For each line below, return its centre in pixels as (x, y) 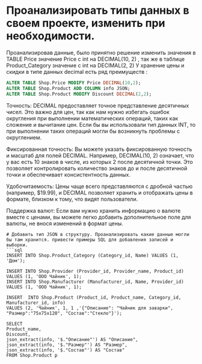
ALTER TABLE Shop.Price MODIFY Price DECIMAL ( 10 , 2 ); (74, 83)
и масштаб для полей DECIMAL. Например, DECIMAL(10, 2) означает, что (100, 155)
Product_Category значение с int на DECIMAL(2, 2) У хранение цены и (95, 65)
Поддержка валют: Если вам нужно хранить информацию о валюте (93, 210)
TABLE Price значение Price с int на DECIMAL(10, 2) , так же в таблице (96, 59)
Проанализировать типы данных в (98, 11)
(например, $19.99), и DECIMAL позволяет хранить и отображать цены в (100, 192)
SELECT (14, 324)
